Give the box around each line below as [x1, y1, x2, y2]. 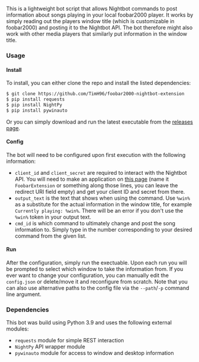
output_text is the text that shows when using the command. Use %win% [14, 194, 190, 202]
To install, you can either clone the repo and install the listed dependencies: [6, 80, 191, 87]
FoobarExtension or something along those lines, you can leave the [14, 181, 178, 189]
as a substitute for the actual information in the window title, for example [14, 200, 192, 207]
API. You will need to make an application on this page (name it [14, 175, 169, 182]
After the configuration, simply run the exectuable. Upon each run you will [6, 259, 187, 266]
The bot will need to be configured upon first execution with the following [6, 151, 186, 158]
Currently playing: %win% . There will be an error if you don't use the [14, 207, 184, 214]
